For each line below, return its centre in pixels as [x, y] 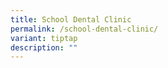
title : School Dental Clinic [71, 19]
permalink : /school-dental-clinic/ [84, 29]
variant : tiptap [44, 38]
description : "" [44, 47]
